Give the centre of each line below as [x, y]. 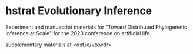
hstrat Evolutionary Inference [79, 11]
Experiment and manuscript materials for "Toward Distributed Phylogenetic [96, 27]
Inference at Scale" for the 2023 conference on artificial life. [78, 33]
